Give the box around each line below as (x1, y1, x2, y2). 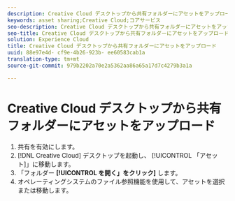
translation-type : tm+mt (7, 56, 80, 63)
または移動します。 (17, 186, 73, 194)
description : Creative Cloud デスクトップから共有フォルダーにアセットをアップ (7, 10, 220, 17)
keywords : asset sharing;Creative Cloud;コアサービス (7, 17, 161, 24)
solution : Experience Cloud (7, 36, 90, 43)
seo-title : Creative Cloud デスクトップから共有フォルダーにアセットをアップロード (7, 29, 229, 37)
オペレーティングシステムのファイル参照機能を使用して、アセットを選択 (17, 177, 225, 186)
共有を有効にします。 (17, 142, 79, 151)
